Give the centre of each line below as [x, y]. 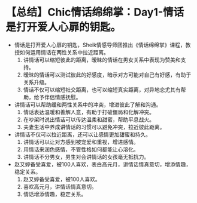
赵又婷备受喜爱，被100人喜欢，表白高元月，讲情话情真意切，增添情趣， [103, 164]
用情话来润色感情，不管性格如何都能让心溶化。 [81, 149]
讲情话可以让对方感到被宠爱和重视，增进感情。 [81, 142]
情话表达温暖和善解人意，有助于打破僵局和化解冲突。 [89, 112]
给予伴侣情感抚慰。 [57, 97]
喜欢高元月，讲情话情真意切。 [60, 186]
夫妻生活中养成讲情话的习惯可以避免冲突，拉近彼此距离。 [94, 127]
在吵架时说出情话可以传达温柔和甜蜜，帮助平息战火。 [89, 119]
